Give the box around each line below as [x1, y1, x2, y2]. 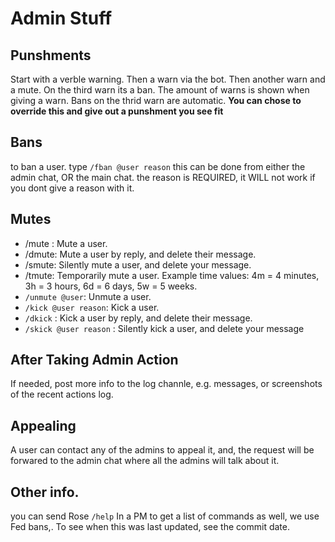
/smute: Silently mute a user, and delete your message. [24, 258, 252, 271]
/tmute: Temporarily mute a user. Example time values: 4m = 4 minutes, [24, 269, 320, 281]
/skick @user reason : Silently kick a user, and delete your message [24, 322, 305, 334]
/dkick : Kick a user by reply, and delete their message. [24, 312, 253, 324]
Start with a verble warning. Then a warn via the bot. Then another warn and [10, 73, 326, 85]
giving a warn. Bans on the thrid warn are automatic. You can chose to [10, 95, 302, 106]
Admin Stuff [10, 7, 113, 30]
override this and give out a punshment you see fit [10, 105, 224, 117]
